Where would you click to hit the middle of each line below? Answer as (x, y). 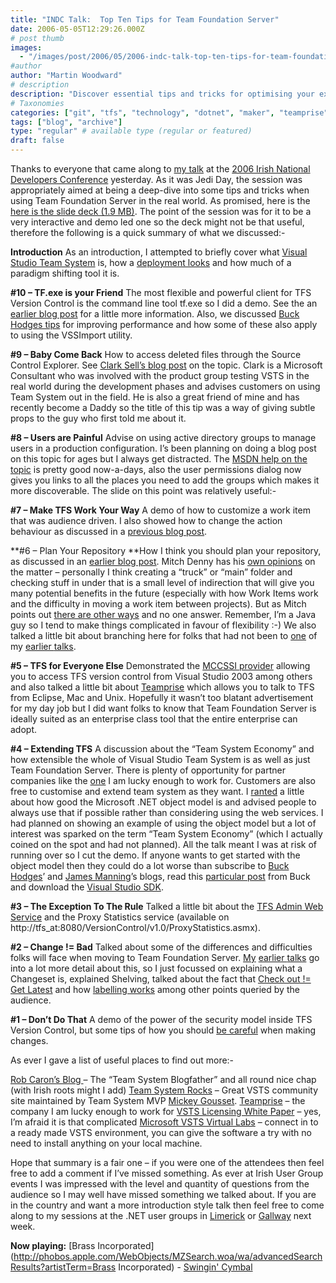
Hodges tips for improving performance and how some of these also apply (164, 324)
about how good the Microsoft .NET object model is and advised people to (163, 802)
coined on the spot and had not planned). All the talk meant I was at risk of (163, 844)
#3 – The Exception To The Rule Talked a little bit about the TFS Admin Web (167, 906)
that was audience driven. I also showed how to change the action (146, 520)
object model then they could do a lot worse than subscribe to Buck (150, 865)
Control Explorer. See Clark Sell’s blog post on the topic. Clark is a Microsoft (166, 365)
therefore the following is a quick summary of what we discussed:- (148, 232)
